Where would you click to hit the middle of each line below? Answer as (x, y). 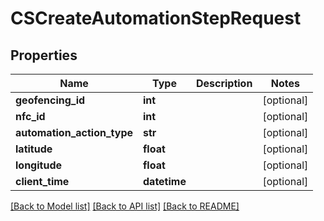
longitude (38, 165)
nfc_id (30, 116)
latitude (34, 149)
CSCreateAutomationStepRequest (156, 18)
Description (224, 83)
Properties (44, 55)
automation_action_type (74, 132)
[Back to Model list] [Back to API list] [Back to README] (125, 206)
